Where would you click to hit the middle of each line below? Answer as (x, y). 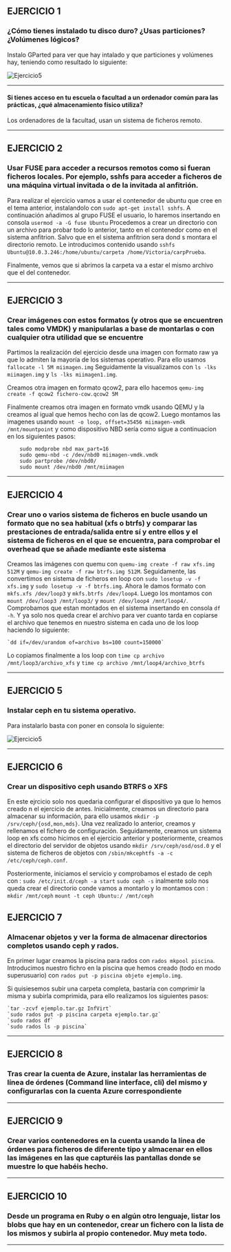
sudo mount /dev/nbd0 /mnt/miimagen (72, 467)
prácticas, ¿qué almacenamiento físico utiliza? (75, 105)
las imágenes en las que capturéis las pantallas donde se (104, 1158)
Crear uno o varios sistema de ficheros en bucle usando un (108, 515)
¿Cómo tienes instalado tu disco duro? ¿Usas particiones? (106, 31)
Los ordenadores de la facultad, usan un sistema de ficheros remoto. (105, 120)
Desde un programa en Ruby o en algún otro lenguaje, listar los (114, 1215)
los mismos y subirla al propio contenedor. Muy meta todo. (107, 1233)
